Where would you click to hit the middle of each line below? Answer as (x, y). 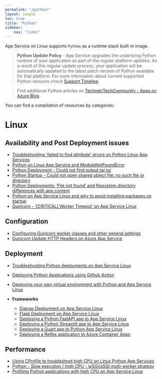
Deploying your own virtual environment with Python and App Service (82, 284)
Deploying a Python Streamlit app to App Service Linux (74, 324)
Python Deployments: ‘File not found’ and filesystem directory (74, 186)
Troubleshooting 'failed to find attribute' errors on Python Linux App (80, 154)
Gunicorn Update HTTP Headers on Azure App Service (67, 238)
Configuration (27, 222)
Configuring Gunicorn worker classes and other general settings (76, 233)
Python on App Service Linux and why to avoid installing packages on (82, 196)
